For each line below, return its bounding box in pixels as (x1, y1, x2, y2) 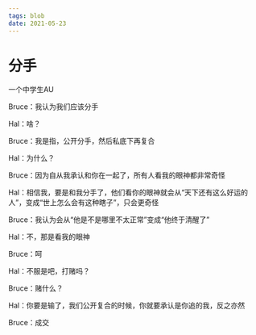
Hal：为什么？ (8, 153, 55, 163)
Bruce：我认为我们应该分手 (8, 102, 99, 111)
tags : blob (8, 11, 45, 20)
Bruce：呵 (8, 249, 43, 259)
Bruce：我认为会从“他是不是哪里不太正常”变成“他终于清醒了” (8, 215, 210, 224)
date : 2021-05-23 (8, 19, 67, 27)
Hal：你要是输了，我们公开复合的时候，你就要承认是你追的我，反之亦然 (8, 300, 246, 311)
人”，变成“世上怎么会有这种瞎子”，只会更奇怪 (8, 198, 159, 207)
